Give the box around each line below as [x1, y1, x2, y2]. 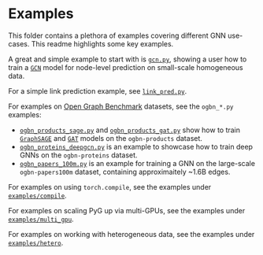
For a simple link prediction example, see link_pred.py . [8, 86, 187, 95]
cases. [8, 39, 30, 48]
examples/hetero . [8, 238, 64, 247]
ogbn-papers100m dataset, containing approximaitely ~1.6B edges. [19, 167, 231, 176]
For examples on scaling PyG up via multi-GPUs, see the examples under [8, 205, 246, 215]
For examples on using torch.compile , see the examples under [8, 182, 212, 191]
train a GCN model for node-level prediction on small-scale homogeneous [8, 62, 243, 72]
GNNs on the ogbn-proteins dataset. [19, 150, 138, 160]
